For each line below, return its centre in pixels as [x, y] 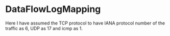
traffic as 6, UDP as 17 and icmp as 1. [44, 28]
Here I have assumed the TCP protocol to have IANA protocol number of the [85, 23]
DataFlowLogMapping [53, 9]
